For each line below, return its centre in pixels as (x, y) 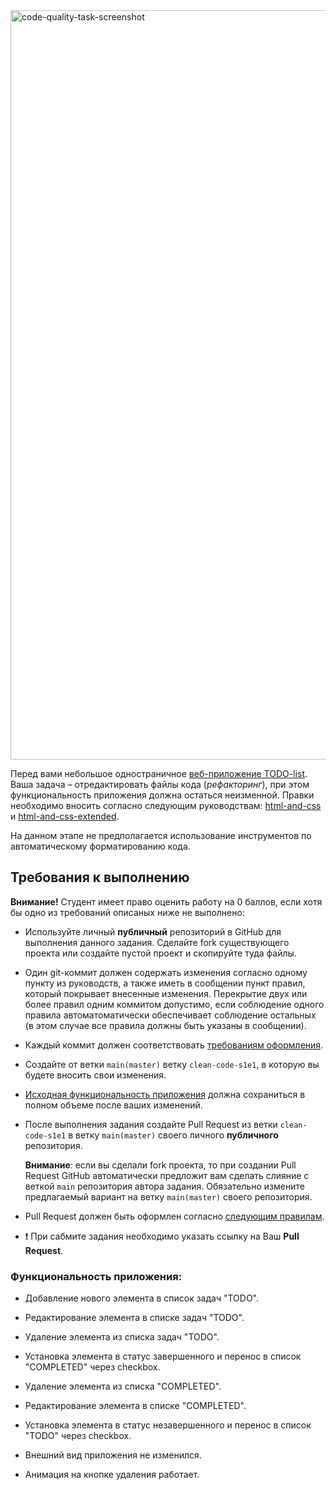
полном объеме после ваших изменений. (113, 1105)
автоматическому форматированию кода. (100, 846)
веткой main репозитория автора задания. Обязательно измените (164, 1186)
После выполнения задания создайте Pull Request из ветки (151, 1124)
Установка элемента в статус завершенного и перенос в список (163, 1356)
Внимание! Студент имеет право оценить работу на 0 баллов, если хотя (166, 901)
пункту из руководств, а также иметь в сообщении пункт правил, (165, 983)
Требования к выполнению (100, 877)
